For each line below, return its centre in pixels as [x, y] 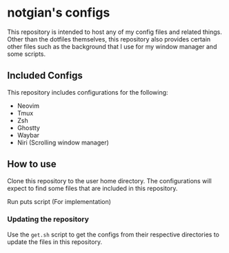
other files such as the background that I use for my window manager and [112, 46]
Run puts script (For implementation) [59, 201]
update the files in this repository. [54, 242]
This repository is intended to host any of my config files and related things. [115, 32]
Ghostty [28, 128]
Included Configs [45, 76]
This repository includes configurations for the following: [88, 92]
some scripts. [27, 54]
